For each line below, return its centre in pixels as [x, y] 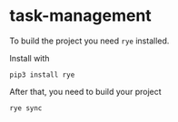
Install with [30, 58]
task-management [80, 16]
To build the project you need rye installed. [89, 41]
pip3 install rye [42, 75]
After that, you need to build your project [85, 91]
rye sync [26, 108]
